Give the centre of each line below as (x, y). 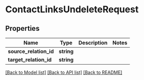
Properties (22, 28)
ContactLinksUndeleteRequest (72, 9)
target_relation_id (30, 60)
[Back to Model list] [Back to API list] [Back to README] (64, 72)
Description (93, 43)
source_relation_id (31, 51)
